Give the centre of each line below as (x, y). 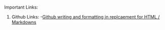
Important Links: (21, 7)
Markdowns (24, 22)
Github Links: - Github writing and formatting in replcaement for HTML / (86, 17)
